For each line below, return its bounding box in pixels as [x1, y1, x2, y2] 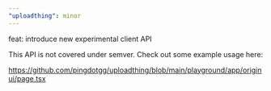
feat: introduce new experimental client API [8, 34, 152, 43]
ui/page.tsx [8, 73, 46, 83]
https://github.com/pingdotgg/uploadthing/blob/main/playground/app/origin [8, 65, 262, 75]
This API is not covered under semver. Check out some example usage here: [8, 49, 264, 59]
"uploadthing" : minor [8, 11, 82, 20]
